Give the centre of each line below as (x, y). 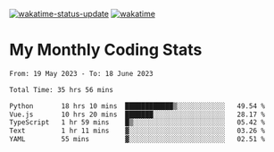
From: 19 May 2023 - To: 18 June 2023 (81, 73)
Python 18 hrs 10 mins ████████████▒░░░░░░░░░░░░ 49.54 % (137, 106)
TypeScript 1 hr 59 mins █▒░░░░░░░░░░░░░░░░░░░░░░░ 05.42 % (137, 122)
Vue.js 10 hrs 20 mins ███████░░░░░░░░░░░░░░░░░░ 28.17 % (137, 114)
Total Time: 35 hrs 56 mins (62, 89)
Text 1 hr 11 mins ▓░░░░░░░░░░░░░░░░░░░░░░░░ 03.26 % (137, 131)
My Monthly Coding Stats (106, 50)
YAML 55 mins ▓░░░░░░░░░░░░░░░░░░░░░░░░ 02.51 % (137, 139)
